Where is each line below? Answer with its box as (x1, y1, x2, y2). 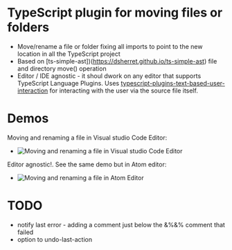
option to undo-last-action (17, 235, 92, 243)
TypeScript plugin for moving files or (7, 5, 223, 21)
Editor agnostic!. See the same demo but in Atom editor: (7, 160, 167, 169)
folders (7, 19, 50, 35)
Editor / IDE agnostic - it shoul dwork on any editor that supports (17, 71, 202, 80)
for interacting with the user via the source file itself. (49, 86, 199, 95)
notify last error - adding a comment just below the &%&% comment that (17, 220, 225, 229)
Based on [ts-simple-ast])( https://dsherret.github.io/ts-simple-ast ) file (17, 57, 217, 65)
